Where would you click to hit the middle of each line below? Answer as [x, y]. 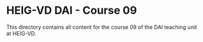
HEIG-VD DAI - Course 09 [72, 10]
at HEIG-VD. [21, 33]
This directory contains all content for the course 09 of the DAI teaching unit [102, 27]
